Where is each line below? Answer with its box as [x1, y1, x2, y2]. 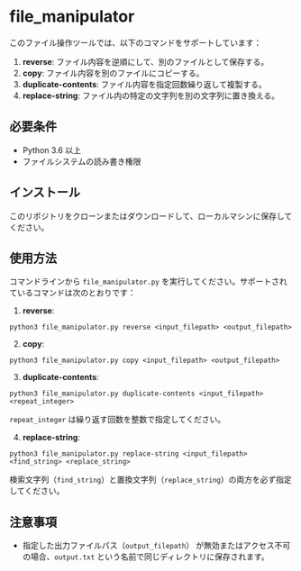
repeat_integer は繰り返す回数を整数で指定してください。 [9, 414, 226, 425]
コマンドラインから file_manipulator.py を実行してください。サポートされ [9, 276, 288, 287]
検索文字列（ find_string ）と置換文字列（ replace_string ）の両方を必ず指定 [9, 475, 292, 485]
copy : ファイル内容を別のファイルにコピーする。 [22, 68, 205, 78]
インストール [9, 185, 81, 200]
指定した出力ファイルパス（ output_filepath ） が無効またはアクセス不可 [22, 540, 291, 551]
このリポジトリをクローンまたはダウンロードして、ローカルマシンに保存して [9, 210, 293, 222]
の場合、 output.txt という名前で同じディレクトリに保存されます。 [22, 551, 269, 562]
